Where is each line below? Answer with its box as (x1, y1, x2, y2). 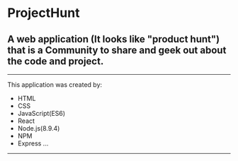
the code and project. (7, 55, 104, 67)
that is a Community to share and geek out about (7, 44, 227, 56)
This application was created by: (7, 80, 103, 89)
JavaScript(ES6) (17, 109, 66, 117)
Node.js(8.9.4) (17, 124, 60, 132)
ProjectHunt (7, 5, 80, 21)
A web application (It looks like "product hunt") (7, 33, 220, 45)
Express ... (17, 139, 49, 148)
